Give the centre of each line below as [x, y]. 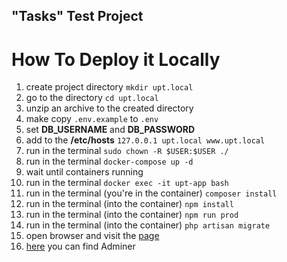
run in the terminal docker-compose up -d [109, 161]
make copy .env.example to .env [92, 119]
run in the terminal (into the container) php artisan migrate [148, 225]
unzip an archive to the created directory [109, 108]
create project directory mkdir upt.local [109, 87]
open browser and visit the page [92, 236]
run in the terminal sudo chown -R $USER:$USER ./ [127, 151]
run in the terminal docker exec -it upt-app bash [127, 183]
